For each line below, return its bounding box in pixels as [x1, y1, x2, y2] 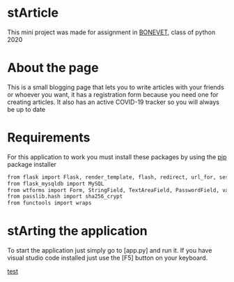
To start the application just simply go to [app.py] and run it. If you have [7, 246, 212, 255]
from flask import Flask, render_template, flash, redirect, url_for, [7, 173, 217, 181]
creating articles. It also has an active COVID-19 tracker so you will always [7, 98, 220, 106]
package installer [7, 160, 57, 168]
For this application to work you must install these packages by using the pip [7, 152, 227, 161]
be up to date [7, 105, 46, 113]
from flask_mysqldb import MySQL [7, 180, 104, 187]
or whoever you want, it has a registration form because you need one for [7, 90, 219, 98]
